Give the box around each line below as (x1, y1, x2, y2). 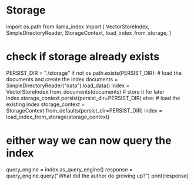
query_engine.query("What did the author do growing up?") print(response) (6, 172, 189, 179)
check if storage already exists (6, 50, 160, 64)
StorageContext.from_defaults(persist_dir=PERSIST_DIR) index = (6, 107, 163, 114)
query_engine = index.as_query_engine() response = (6, 166, 133, 173)
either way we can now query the (6, 134, 172, 147)
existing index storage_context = (6, 101, 85, 108)
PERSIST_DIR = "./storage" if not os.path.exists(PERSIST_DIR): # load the (6, 69, 182, 77)
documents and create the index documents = (6, 75, 118, 82)
